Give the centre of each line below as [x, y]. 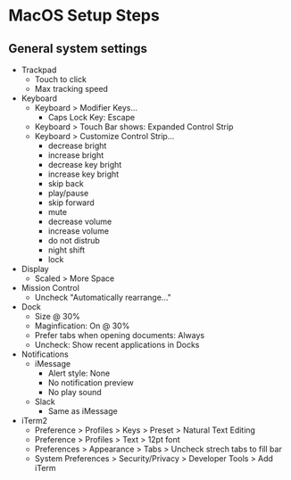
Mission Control [50, 288]
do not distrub [74, 240]
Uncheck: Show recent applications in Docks [117, 345]
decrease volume [80, 221]
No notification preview [91, 383]
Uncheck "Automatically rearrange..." [103, 297]
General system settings [78, 49]
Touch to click [60, 79]
